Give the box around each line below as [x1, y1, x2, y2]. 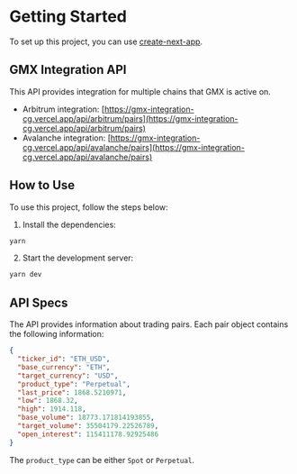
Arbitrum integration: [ [22, 104, 105, 114]
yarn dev [9, 270, 42, 279]
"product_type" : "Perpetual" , [17, 379, 130, 388]
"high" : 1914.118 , [17, 405, 87, 414]
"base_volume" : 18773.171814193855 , [17, 413, 155, 423]
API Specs [9, 295, 68, 310]
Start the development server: [22, 252, 134, 263]
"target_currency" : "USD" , [17, 371, 119, 380]
